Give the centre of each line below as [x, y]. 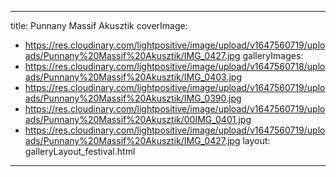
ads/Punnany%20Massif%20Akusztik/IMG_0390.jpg [133, 98]
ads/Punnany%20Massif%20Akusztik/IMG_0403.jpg [133, 77]
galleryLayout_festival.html [80, 151]
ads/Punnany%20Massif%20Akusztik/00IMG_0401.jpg [138, 119]
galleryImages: [273, 55]
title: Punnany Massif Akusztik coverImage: [99, 25]
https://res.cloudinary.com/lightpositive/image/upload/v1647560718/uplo [175, 66]
